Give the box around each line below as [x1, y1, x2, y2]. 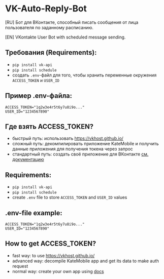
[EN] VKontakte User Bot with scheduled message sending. [5, 34, 126, 40]
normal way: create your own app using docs [12, 268, 104, 274]
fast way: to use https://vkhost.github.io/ [12, 252, 95, 258]
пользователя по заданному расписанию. [5, 24, 94, 30]
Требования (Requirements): [5, 48, 97, 57]
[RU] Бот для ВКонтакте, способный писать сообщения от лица [5, 19, 139, 25]
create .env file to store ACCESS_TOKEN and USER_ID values [12, 195, 127, 200]
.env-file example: [5, 208, 63, 217]
